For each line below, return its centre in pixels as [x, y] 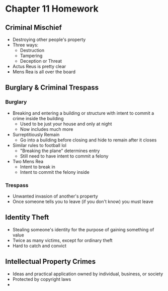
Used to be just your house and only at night [66, 124]
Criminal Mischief [33, 28]
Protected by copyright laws [42, 279]
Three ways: [25, 45]
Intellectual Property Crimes [51, 261]
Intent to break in [37, 167]
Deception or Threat [41, 61]
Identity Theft [27, 217]
